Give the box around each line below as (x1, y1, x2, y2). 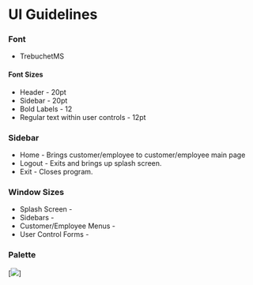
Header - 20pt (19, 87, 67, 96)
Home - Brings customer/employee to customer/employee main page (19, 150, 246, 159)
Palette (8, 249, 36, 261)
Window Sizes (8, 186, 65, 197)
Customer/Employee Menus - (19, 221, 116, 231)
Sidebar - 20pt (19, 96, 68, 105)
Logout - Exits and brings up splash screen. (19, 158, 162, 167)
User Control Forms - (19, 230, 89, 239)
